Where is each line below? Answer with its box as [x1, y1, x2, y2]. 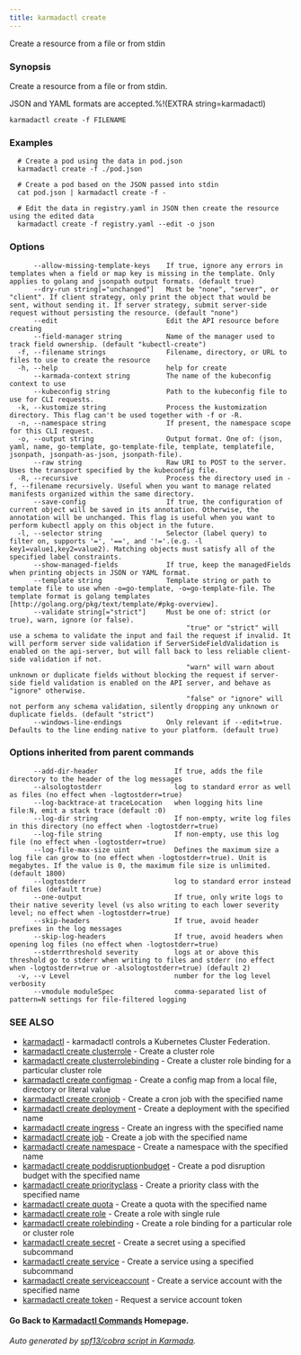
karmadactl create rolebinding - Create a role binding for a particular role [22, 1218, 292, 1229]
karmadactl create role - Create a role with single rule [22, 1208, 220, 1219]
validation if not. [29, 654, 102, 664]
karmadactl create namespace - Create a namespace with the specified [22, 1142, 288, 1153]
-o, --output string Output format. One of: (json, [17, 434, 283, 444]
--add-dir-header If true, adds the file [32, 767, 263, 776]
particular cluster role [22, 1065, 102, 1076]
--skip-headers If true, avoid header [32, 916, 259, 925]
